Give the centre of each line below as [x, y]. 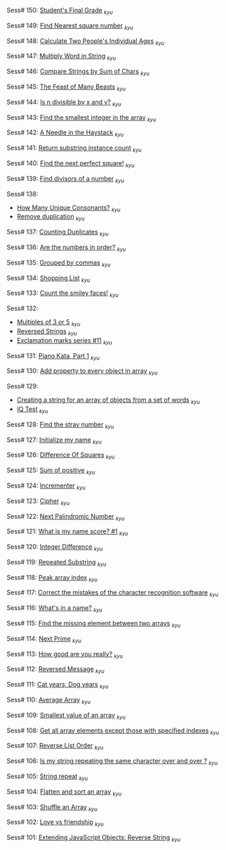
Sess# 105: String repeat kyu [47, 777]
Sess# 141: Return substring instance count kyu [74, 148]
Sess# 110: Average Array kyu [48, 701]
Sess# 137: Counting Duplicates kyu [58, 233]
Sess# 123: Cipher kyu [38, 501]
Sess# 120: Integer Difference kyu [55, 547]
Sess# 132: [22, 308]
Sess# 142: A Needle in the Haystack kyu [65, 133]
